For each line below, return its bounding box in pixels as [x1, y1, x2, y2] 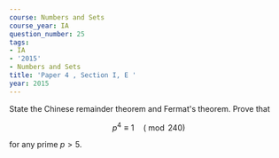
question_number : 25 [9, 29, 86, 38]
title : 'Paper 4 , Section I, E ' [9, 71, 137, 80]
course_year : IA [9, 21, 69, 30]
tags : [9, 37, 29, 47]
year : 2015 [9, 79, 50, 88]
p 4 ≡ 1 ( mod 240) [112, 121, 186, 133]
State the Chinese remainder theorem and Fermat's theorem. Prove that [9, 103, 270, 114]
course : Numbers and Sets [9, 12, 105, 22]
